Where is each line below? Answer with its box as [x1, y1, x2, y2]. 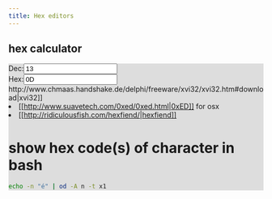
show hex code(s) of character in [8, 138, 235, 157]
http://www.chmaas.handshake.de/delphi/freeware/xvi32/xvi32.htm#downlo [8, 84, 264, 94]
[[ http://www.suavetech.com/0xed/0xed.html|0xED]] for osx [19, 102, 220, 112]
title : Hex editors [8, 11, 74, 20]
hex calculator [8, 42, 83, 56]
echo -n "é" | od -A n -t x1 [8, 183, 107, 191]
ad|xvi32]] [8, 93, 43, 103]
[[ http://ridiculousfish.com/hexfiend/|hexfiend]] [19, 110, 176, 120]
